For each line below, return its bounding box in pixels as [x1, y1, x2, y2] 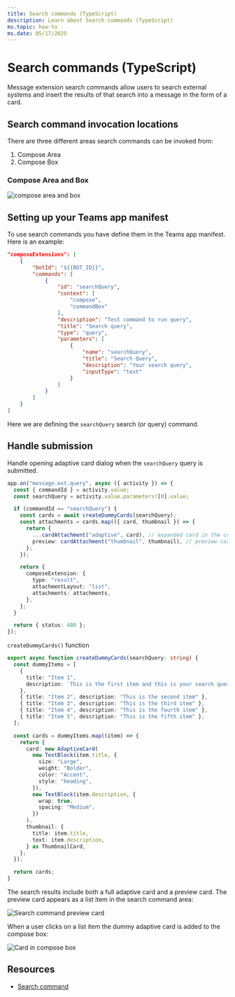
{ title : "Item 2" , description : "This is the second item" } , [20, 694, 208, 701]
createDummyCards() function [7, 641, 90, 650]
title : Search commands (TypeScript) [7, 10, 117, 18]
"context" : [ [57, 290, 96, 298]
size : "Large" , [38, 758, 83, 765]
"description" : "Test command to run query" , [57, 316, 192, 323]
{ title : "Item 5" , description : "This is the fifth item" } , [20, 713, 205, 720]
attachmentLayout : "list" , [32, 583, 111, 590]
